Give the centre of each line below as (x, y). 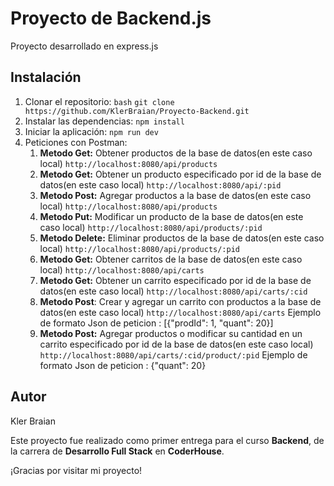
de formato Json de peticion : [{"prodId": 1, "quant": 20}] (156, 323)
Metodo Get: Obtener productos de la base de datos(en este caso (176, 153)
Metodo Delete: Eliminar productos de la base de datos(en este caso (182, 238)
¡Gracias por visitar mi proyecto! (76, 470)
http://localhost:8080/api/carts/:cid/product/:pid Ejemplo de (173, 354)
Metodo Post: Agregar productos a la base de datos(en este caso (175, 195)
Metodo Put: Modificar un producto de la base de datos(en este (171, 216)
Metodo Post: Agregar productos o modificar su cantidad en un (171, 333)
